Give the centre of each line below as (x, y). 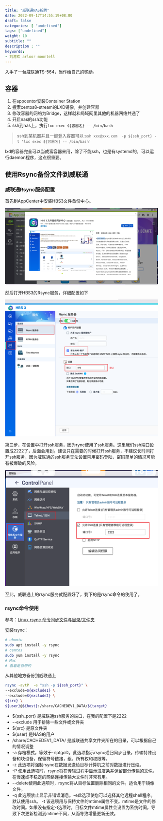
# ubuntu (14, 640)
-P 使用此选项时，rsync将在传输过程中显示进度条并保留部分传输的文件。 (84, 771)
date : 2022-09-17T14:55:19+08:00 (39, 15)
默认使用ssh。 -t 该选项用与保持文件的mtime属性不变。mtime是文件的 (82, 801)
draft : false (18, 20)
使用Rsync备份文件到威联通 (47, 174)
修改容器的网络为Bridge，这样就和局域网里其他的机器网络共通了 (76, 113)
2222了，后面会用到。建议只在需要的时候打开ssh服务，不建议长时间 (82, 450)
